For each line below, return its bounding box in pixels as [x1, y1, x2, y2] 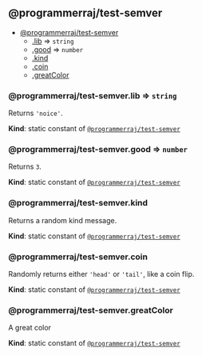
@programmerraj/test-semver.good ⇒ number [8, 144, 188, 155]
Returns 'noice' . [8, 108, 64, 118]
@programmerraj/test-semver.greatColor [8, 304, 173, 315]
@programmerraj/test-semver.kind [8, 198, 149, 209]
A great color [8, 323, 52, 333]
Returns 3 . [8, 162, 42, 171]
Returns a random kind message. [8, 215, 117, 225]
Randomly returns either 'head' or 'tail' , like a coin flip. [8, 270, 195, 278]
